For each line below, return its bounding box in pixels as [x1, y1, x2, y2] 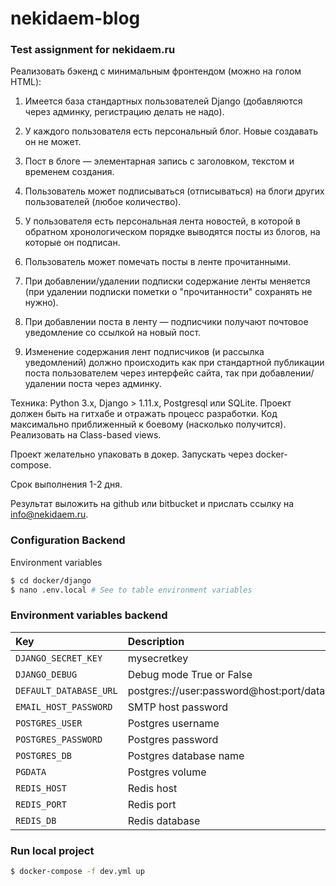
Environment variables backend [10, 608, 168, 622]
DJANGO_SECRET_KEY [15, 652, 103, 664]
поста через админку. [68, 378, 162, 390]
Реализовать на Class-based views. [10, 429, 162, 441]
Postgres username [127, 716, 220, 730]
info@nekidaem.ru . [10, 508, 89, 521]
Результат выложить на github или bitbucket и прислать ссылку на [10, 498, 295, 510]
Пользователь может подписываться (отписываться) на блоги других [24, 185, 325, 197]
